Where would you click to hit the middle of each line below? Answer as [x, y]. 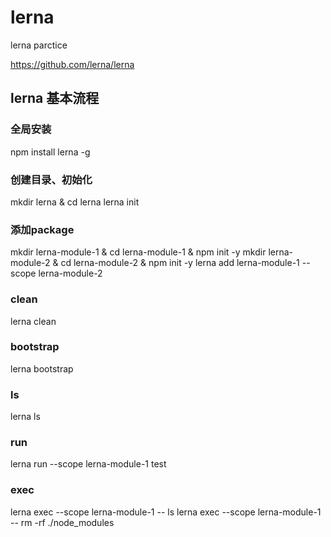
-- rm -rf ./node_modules [62, 522]
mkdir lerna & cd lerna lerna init [75, 202]
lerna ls [25, 417]
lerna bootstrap [42, 368]
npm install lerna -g [50, 152]
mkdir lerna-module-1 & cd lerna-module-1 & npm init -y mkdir [138, 252]
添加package [42, 229]
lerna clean [33, 321]
